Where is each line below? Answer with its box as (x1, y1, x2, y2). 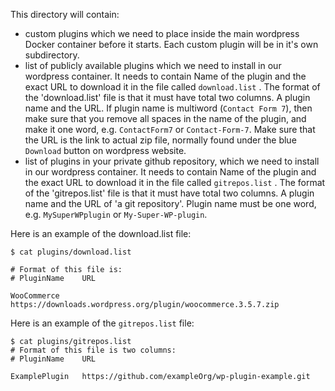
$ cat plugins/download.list (10, 247, 132, 257)
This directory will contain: (10, 9, 120, 20)
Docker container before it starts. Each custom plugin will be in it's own (24, 39, 319, 50)
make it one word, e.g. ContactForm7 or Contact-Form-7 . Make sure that (24, 124, 316, 135)
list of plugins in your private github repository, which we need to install (24, 155, 320, 167)
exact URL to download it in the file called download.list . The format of (24, 81, 321, 93)
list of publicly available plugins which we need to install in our (24, 60, 282, 71)
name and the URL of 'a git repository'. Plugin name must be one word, (24, 198, 317, 209)
